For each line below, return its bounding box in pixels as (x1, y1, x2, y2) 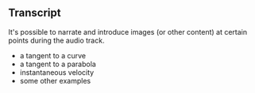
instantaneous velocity (19, 67, 95, 77)
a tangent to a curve (19, 50, 87, 60)
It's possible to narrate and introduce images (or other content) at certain (8, 27, 248, 36)
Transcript (8, 6, 61, 20)
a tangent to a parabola (19, 59, 97, 69)
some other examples (19, 76, 91, 85)
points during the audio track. (8, 35, 105, 45)
